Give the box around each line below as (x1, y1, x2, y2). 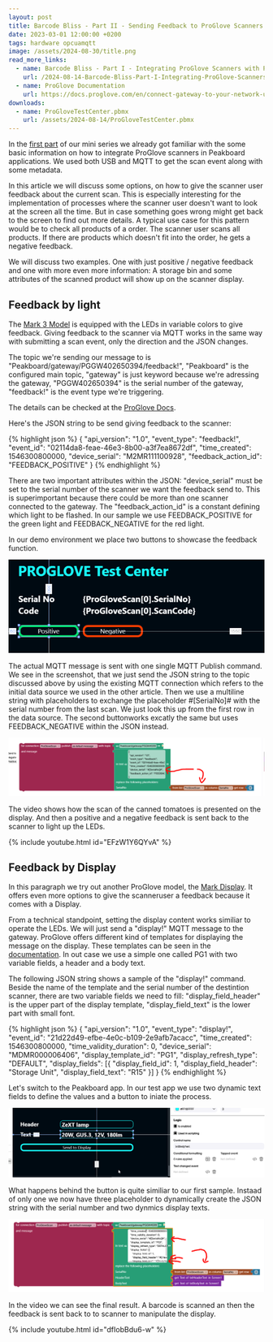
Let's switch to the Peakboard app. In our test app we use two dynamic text (8, 1083, 262, 1093)
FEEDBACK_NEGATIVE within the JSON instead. (8, 721, 169, 731)
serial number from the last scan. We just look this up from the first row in (8, 704, 254, 714)
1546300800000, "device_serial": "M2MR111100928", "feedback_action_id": (8, 451, 262, 461)
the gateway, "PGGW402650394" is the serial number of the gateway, (8, 378, 244, 387)
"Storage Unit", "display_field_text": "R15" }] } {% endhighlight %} (8, 1067, 227, 1077)
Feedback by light (8, 297, 102, 312)
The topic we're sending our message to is (8, 352, 152, 361)
